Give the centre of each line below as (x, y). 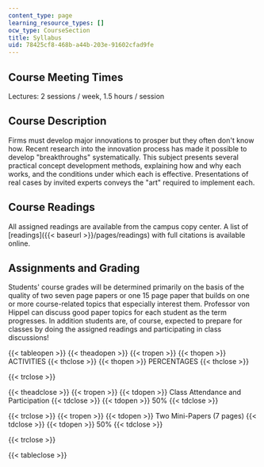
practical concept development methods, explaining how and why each (125, 165)
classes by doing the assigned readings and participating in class (115, 329)
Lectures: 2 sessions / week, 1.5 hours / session (86, 96)
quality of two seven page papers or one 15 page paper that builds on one (129, 296)
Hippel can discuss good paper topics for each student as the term (118, 312)
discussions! (29, 338)
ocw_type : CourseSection (49, 30)
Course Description (57, 121)
